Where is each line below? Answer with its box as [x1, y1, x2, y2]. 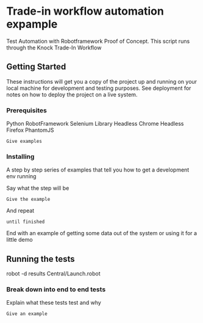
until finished [6, 219, 45, 225]
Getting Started [6, 62, 66, 72]
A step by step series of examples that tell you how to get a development [6, 166, 190, 173]
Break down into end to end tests [6, 285, 106, 294]
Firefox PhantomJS [6, 126, 54, 134]
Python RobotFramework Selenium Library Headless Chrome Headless [6, 120, 184, 128]
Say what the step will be [6, 184, 69, 192]
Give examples [6, 139, 43, 145]
